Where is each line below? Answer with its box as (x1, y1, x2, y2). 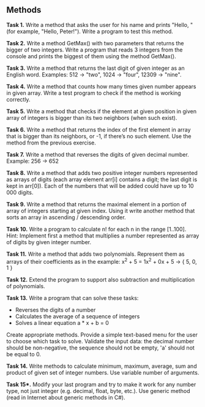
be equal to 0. (6, 351, 42, 358)
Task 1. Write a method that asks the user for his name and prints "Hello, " (6, 21, 193, 28)
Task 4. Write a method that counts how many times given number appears (6, 83, 196, 90)
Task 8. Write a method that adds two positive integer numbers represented (6, 169, 198, 176)
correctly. (6, 95, 31, 103)
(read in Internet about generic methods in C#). (6, 394, 125, 401)
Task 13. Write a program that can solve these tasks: (6, 294, 139, 302)
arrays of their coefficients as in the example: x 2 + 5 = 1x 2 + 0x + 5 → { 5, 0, (6, 256, 197, 265)
